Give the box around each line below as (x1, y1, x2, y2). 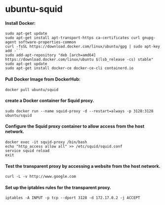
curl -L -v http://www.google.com (5, 174, 77, 179)
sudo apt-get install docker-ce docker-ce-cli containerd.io (5, 66, 134, 71)
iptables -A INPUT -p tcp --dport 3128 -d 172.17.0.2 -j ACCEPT (5, 196, 140, 201)
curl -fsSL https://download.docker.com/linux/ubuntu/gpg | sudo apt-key (5, 44, 161, 49)
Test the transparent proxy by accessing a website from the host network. (5, 163, 161, 169)
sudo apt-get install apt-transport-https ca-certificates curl (5, 36, 140, 41)
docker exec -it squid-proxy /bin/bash (5, 140, 87, 145)
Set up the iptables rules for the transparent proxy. (5, 184, 111, 190)
